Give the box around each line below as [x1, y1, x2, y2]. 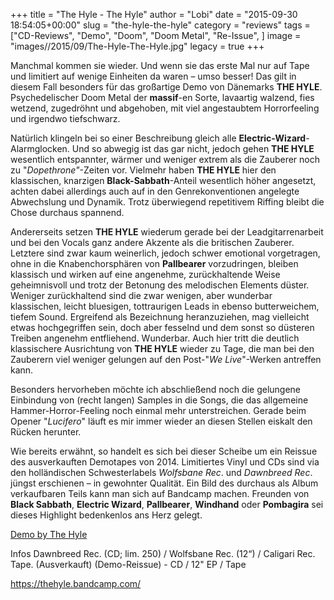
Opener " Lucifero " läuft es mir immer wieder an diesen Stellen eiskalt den [10, 415, 313, 427]
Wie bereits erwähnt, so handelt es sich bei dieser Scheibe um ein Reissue [10, 445, 318, 457]
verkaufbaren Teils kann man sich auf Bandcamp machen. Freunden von [10, 488, 310, 499]
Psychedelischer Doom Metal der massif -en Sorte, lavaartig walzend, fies [10, 92, 315, 103]
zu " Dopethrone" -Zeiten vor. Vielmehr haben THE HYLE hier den [10, 164, 277, 176]
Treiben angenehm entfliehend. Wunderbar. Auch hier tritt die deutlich [10, 332, 300, 344]
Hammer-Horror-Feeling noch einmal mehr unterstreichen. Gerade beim [10, 405, 307, 416]
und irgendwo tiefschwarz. [10, 113, 121, 124]
